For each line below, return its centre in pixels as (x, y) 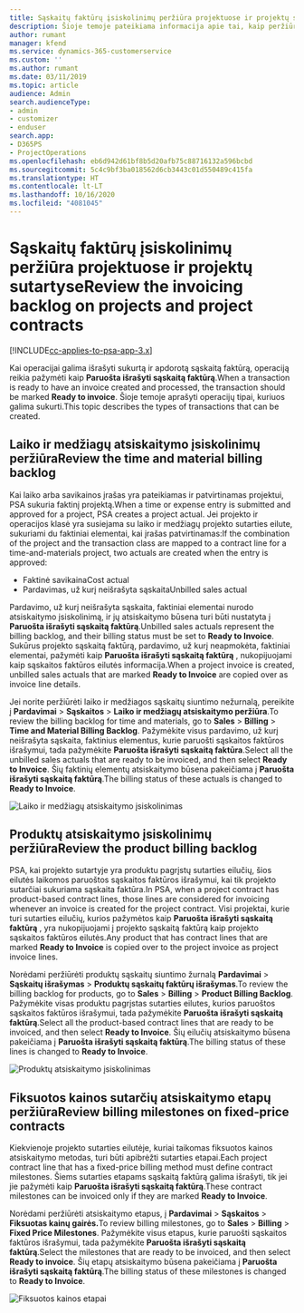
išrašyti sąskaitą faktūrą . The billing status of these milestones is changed (148, 1271)
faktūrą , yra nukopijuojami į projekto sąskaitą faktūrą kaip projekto (134, 928)
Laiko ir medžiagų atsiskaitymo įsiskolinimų (135, 445)
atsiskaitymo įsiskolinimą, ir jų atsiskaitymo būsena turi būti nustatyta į (140, 617)
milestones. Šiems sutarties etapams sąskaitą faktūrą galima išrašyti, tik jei (148, 1177)
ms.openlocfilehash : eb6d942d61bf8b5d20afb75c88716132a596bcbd (131, 161)
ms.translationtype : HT (54, 178)
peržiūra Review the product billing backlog (133, 849)
